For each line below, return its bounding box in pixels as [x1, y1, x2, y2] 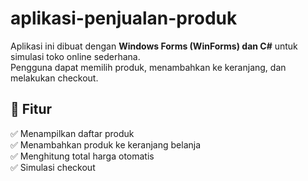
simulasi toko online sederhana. [10, 50, 141, 62]
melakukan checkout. [10, 72, 99, 84]
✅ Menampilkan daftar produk [10, 127, 135, 139]
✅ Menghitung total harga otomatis [10, 150, 155, 162]
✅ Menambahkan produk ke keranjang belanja [10, 138, 202, 151]
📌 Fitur [10, 101, 53, 118]
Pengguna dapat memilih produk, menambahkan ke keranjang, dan [10, 61, 287, 73]
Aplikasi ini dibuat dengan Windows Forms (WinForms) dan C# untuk [10, 40, 298, 52]
